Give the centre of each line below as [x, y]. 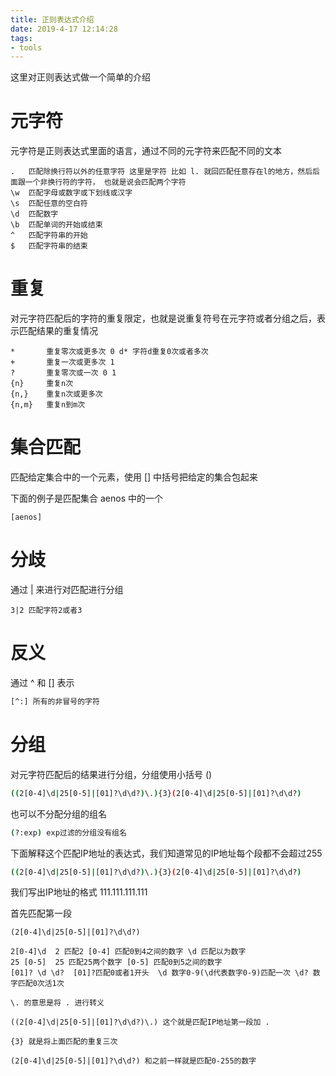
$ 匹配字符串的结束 [49, 246]
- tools [26, 47]
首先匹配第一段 [41, 913]
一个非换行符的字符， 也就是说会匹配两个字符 [105, 182]
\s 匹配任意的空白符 [49, 204]
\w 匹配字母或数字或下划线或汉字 [71, 193]
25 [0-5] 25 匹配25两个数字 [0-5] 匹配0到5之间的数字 [116, 962]
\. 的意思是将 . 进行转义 [57, 1003]
